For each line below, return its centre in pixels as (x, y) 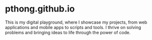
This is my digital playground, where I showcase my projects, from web (76, 22)
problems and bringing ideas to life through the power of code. (68, 32)
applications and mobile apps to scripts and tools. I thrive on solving (73, 27)
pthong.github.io (40, 9)
